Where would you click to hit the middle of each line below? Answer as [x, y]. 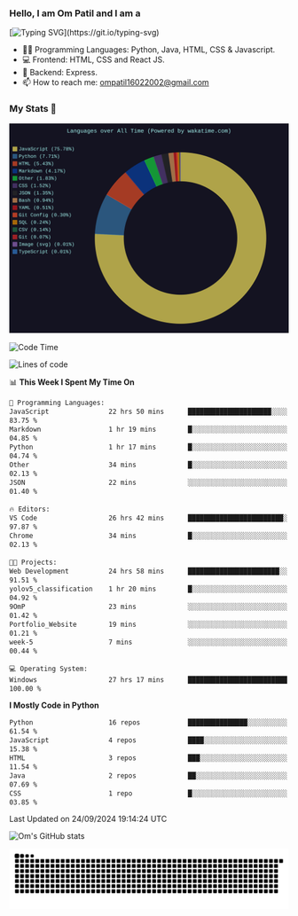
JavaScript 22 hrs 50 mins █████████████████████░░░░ [149, 411]
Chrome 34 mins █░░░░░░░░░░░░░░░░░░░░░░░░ [149, 536]
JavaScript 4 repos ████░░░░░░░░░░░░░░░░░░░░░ [149, 740]
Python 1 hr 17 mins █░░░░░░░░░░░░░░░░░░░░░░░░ [149, 447]
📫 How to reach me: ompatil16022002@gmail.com [116, 82]
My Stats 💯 [33, 109]
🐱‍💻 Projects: [33, 562]
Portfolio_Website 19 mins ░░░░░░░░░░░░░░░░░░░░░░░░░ [149, 624]
